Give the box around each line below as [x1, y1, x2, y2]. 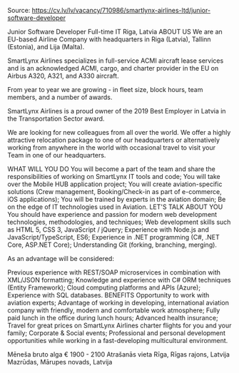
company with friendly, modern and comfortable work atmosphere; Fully [7, 306, 220, 315]
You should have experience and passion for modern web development [7, 210, 218, 218]
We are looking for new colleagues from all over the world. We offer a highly [7, 128, 231, 136]
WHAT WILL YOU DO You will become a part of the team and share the [7, 165, 215, 173]
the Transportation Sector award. [7, 114, 105, 123]
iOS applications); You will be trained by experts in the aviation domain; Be [7, 195, 226, 203]
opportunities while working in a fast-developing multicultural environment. [7, 337, 228, 344]
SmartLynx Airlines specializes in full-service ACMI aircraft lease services [7, 56, 224, 65]
